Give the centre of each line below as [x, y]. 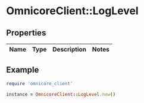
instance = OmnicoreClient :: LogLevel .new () [61, 94]
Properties [26, 33]
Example [23, 70]
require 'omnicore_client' [40, 83]
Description [69, 49]
